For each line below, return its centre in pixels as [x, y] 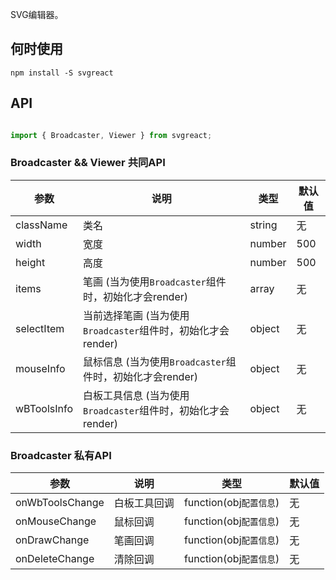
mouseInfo [40, 368]
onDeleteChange [55, 559]
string [263, 225]
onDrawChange [52, 540]
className [41, 225]
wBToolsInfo [44, 408]
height [30, 262]
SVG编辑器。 [37, 14]
